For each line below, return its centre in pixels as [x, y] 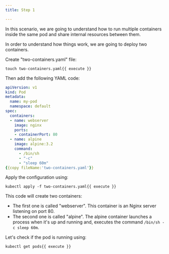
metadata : [16, 97]
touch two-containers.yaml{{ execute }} [49, 69]
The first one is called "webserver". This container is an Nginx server [85, 206]
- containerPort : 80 [36, 135]
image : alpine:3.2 [34, 144]
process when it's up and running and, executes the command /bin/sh [86, 222]
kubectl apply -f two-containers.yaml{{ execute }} [61, 187]
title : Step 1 [20, 10]
